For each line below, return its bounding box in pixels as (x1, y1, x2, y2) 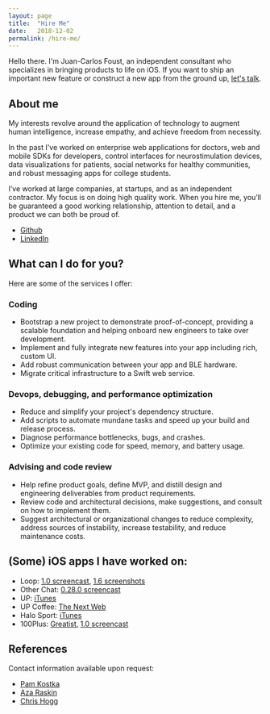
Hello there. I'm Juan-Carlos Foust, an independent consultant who (8, 56, 232, 66)
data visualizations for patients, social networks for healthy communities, (8, 160, 251, 169)
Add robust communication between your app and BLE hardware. (19, 360, 238, 370)
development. (19, 334, 66, 344)
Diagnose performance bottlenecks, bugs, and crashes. (19, 432, 206, 442)
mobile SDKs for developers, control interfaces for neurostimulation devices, (8, 151, 263, 161)
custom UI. (19, 352, 56, 361)
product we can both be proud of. (8, 210, 120, 219)
